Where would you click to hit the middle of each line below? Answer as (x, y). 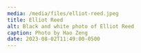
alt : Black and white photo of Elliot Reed (71, 26)
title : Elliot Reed (35, 20)
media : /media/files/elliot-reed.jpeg (63, 13)
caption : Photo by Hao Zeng (48, 33)
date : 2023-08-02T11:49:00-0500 (54, 39)
